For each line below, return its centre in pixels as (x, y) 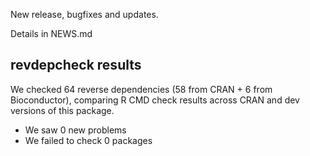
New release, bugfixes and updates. (84, 14)
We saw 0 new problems (75, 130)
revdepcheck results (76, 65)
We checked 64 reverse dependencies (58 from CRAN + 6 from (141, 89)
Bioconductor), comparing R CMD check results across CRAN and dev (155, 100)
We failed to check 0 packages (88, 140)
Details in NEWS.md (51, 33)
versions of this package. (62, 110)
